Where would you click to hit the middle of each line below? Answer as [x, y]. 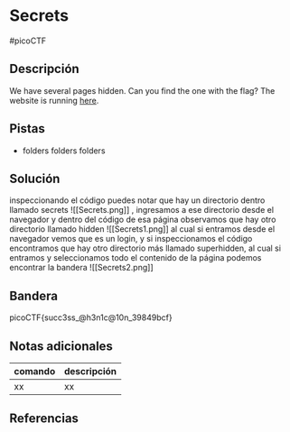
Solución [35, 178]
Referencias [44, 419]
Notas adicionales [61, 346]
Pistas [27, 129]
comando [35, 371]
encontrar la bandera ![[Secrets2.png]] [81, 268]
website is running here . [54, 100]
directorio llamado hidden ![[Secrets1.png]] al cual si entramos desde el [142, 229]
